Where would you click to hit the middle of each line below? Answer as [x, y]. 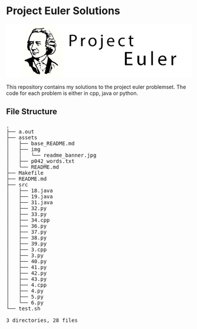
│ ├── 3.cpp [27, 249]
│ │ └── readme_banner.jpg [51, 155]
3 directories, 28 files [42, 320]
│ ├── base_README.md [40, 143]
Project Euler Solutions [63, 11]
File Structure [32, 112]
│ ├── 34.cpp [28, 220]
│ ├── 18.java [29, 190]
